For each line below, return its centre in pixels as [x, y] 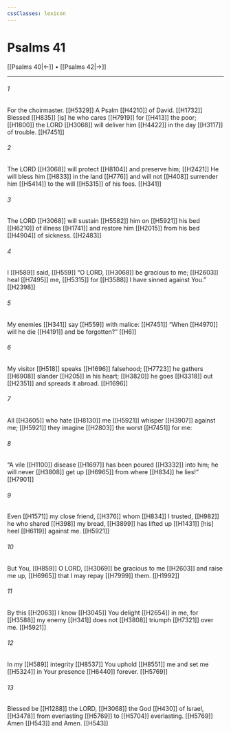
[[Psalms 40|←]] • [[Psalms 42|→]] [57, 67]
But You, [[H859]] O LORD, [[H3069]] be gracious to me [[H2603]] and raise [115, 568]
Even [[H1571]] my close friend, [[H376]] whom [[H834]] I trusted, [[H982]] [113, 516]
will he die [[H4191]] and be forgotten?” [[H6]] [72, 332]
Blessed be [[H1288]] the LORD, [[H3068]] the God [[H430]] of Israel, [106, 709]
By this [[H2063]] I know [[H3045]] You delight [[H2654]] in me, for [103, 613]
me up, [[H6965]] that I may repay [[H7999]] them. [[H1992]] [93, 575]
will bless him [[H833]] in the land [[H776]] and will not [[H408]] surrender [113, 176]
